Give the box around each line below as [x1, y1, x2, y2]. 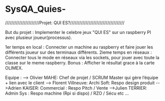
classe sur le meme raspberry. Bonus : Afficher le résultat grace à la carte [5, 60, 155, 66]
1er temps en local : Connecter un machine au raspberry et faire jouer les [5, 44, 154, 50]
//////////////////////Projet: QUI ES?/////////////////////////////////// [5, 20, 125, 26]
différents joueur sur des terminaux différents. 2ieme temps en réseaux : [5, 49, 152, 55]
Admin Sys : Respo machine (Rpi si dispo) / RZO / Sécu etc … [5, 90, 129, 96]
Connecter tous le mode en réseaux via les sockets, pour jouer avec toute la [5, 54, 160, 60]
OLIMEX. [5, 65, 23, 71]
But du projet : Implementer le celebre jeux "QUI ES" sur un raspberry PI [5, 29, 151, 35]
